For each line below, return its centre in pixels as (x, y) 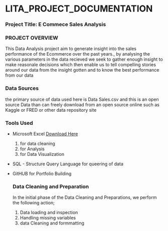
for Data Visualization (42, 154)
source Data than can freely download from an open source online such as (82, 104)
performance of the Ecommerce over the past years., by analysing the (78, 54)
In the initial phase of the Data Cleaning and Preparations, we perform (85, 197)
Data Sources (22, 88)
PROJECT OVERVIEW (32, 38)
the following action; (34, 203)
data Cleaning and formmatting (52, 223)
